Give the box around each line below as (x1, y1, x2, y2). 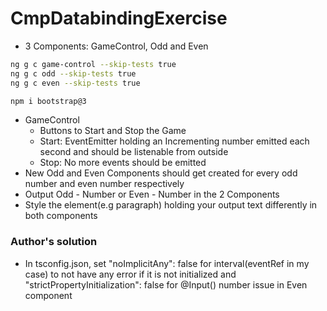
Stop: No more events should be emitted (39, 157, 207, 169)
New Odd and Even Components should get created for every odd (24, 167, 298, 179)
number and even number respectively (24, 178, 185, 190)
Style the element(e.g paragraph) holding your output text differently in (24, 199, 318, 211)
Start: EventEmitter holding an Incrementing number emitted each (39, 135, 310, 147)
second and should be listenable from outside (39, 146, 229, 158)
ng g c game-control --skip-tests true (10, 59, 177, 69)
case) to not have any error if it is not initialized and (24, 268, 237, 280)
